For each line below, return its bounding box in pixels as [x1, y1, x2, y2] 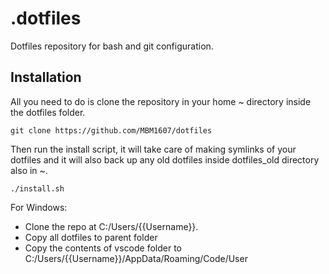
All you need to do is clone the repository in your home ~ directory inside [10, 95, 312, 107]
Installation [10, 69, 82, 86]
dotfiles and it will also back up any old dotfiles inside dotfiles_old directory [10, 153, 320, 166]
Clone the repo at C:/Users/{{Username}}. [24, 220, 199, 232]
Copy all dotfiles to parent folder [24, 231, 158, 243]
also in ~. [10, 164, 48, 176]
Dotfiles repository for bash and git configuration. [10, 40, 214, 52]
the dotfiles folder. [10, 106, 86, 118]
